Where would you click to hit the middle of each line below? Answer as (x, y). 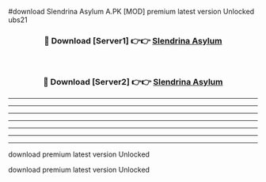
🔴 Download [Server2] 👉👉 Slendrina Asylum (133, 82)
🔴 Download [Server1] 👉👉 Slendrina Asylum (133, 40)
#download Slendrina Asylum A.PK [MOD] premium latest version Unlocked (131, 11)
